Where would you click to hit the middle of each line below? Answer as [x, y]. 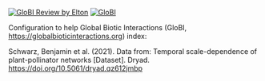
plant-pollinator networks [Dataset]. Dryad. [79, 60]
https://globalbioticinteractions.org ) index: [78, 36]
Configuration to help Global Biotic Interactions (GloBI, [98, 27]
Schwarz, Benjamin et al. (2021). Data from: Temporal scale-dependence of [133, 51]
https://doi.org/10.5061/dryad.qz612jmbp [75, 68]
